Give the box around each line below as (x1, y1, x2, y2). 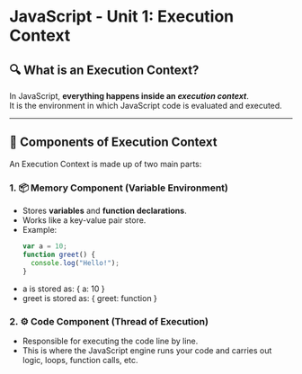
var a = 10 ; (22, 242, 67, 251)
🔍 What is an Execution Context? (9, 62, 200, 77)
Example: (22, 225, 58, 236)
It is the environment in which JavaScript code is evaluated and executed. (9, 101, 283, 111)
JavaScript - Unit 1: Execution (9, 6, 235, 27)
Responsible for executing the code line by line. (22, 335, 199, 346)
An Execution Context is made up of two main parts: (9, 158, 202, 169)
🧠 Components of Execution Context (9, 135, 218, 150)
